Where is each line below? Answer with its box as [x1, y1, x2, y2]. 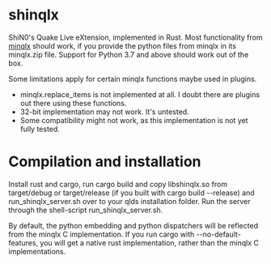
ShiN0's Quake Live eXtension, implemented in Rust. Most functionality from [8, 32, 263, 42]
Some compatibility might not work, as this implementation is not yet [19, 115, 248, 125]
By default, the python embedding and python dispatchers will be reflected [8, 220, 259, 230]
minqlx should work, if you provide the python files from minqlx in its [8, 40, 237, 50]
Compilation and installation [8, 152, 201, 171]
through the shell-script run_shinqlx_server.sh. [8, 205, 163, 215]
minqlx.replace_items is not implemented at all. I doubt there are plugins [19, 89, 260, 99]
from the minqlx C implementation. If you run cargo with [8, 229, 195, 239]
